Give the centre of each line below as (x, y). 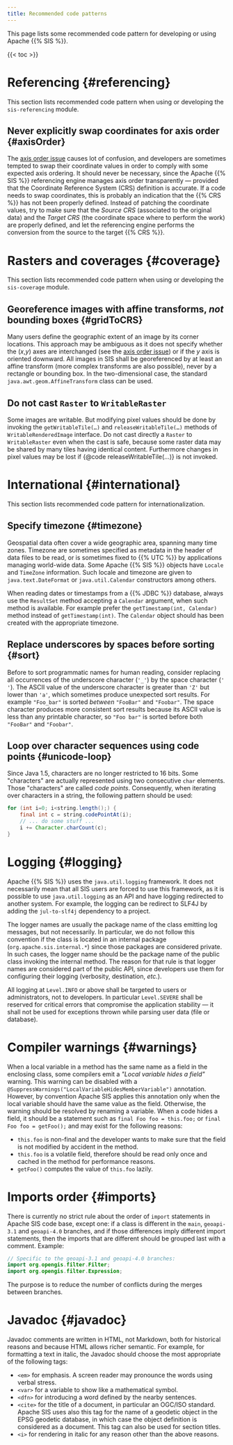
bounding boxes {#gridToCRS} (75, 320)
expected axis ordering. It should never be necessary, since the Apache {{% (116, 173)
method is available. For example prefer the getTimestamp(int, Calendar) (112, 608)
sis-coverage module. (38, 287)
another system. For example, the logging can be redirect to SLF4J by (107, 903)
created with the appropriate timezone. (63, 623)
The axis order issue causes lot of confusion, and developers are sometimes (117, 159)
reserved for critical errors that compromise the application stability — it (111, 1004)
